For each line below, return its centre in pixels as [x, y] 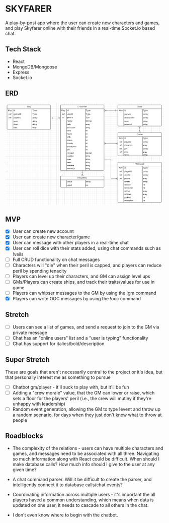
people [20, 420]
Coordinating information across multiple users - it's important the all [84, 494]
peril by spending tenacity [39, 271]
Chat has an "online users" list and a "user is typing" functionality [80, 338]
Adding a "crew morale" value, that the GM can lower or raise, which [83, 393]
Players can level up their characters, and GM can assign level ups [81, 276]
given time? [24, 470]
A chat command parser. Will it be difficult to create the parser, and [82, 479]
